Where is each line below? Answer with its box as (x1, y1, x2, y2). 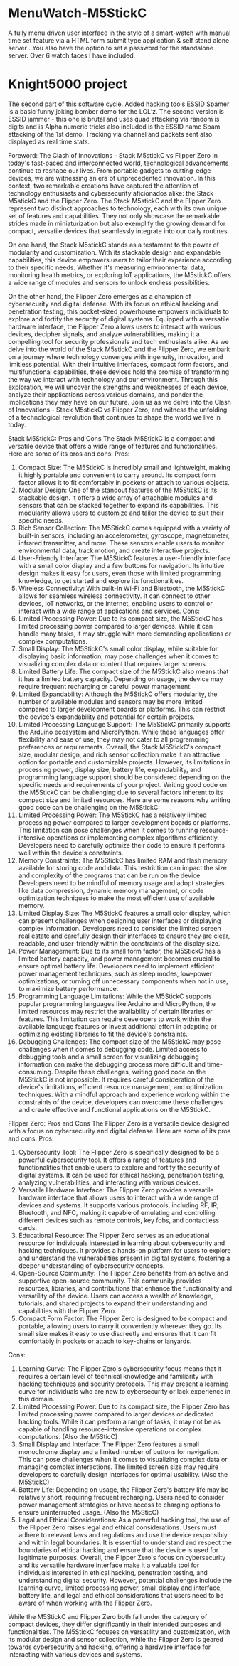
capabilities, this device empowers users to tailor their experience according (8, 255, 232, 264)
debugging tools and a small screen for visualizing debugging (18, 1052, 200, 1061)
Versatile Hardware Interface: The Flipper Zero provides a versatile (18, 1185, 214, 1194)
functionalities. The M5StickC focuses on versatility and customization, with (8, 1627, 230, 1636)
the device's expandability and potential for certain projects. (18, 712, 195, 721)
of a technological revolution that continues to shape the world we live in (8, 412, 221, 421)
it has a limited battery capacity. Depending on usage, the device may (18, 674, 223, 683)
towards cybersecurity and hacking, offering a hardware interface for (8, 1643, 211, 1651)
